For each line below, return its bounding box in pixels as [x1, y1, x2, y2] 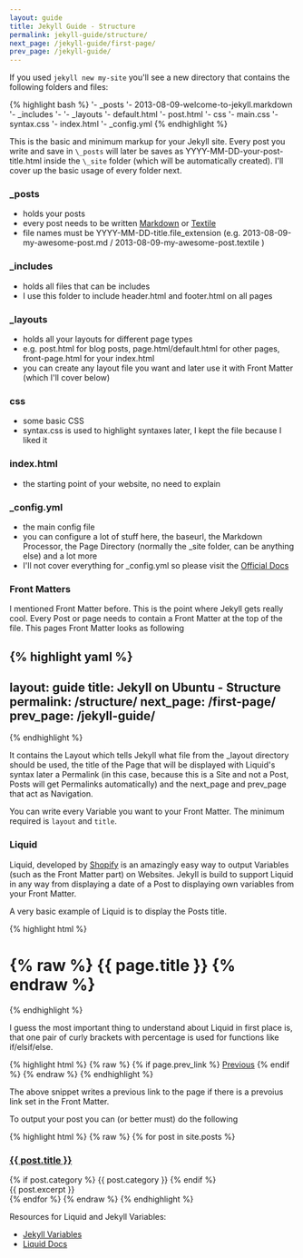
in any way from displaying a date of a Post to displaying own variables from [9, 878, 295, 889]
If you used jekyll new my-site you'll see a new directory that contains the [9, 72, 290, 83]
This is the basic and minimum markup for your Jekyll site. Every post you [9, 136, 286, 147]
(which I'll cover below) [22, 372, 111, 383]
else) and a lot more [22, 550, 98, 561]
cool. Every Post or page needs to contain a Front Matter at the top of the [9, 613, 283, 624]
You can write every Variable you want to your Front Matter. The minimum [9, 806, 285, 817]
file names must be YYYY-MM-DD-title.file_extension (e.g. [22, 228, 241, 239]
